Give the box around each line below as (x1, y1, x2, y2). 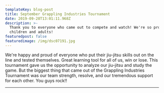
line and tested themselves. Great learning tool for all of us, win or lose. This (5, 57, 158, 63)
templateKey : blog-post (5, 7, 54, 12)
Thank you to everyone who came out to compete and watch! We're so (9, 25, 152, 30)
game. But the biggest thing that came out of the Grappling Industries (5, 67, 145, 73)
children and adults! (9, 30, 54, 34)
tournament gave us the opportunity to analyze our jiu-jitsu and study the (5, 62, 152, 68)
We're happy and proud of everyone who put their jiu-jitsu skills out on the (5, 52, 154, 58)
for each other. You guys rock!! (5, 77, 67, 83)
